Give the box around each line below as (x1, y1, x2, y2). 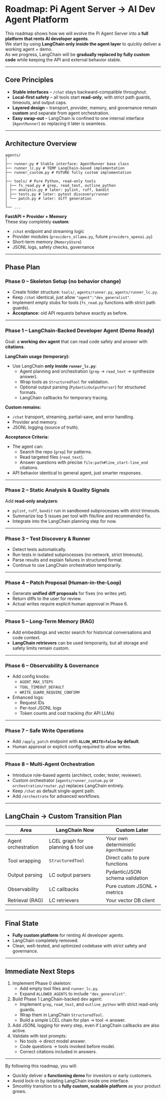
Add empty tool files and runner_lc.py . (19, 986, 99, 991)
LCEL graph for (49, 837, 84, 844)
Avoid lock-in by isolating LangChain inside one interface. (12, 1078, 129, 1084)
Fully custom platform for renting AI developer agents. (12, 933, 124, 938)
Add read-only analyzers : (5, 498, 59, 504)
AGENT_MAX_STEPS (19, 680, 53, 685)
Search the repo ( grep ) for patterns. (19, 448, 92, 454)
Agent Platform (5, 14, 69, 25)
